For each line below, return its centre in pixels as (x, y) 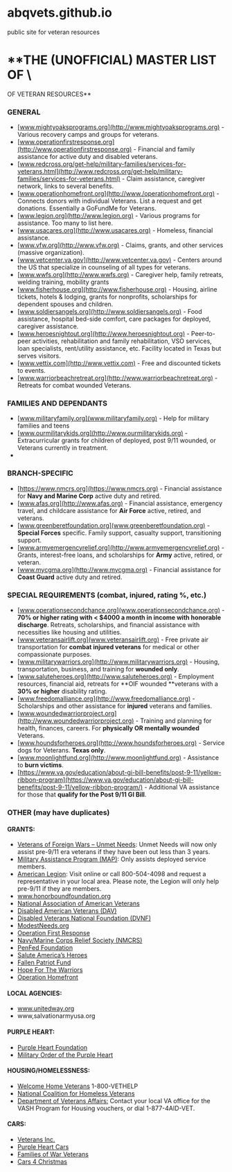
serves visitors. (39, 356)
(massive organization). (51, 253)
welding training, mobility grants (63, 282)
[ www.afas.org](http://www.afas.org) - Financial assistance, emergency (120, 503)
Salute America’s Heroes (52, 955)
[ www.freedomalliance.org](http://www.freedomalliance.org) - (106, 698)
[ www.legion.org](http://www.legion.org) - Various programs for (109, 216)
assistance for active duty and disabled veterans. (87, 157)
